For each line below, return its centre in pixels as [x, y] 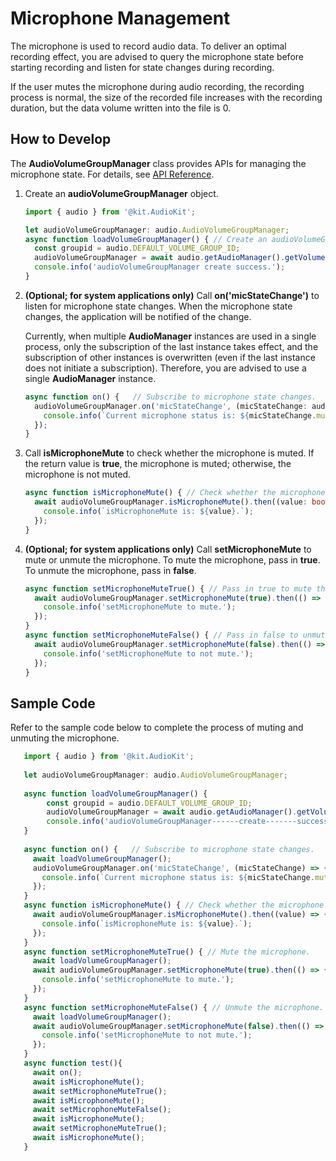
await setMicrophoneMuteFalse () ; [102, 1110]
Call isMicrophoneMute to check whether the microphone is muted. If [169, 453]
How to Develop [61, 139]
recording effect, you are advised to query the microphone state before [157, 56]
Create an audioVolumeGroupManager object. [121, 193]
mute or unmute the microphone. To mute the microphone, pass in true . [172, 559]
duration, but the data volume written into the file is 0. [121, 108]
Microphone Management [120, 18]
